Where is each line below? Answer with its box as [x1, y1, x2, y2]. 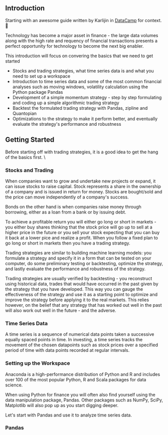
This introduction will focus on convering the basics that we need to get [5, 53, 153, 59]
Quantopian [12, 110, 37, 116]
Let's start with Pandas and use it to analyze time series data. [5, 412, 132, 418]
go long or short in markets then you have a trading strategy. [5, 240, 130, 246]
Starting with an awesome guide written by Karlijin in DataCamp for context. [5, 17, 162, 23]
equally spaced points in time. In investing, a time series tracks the [5, 337, 143, 343]
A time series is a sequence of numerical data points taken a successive [5, 331, 154, 337]
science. [5, 382, 23, 388]
